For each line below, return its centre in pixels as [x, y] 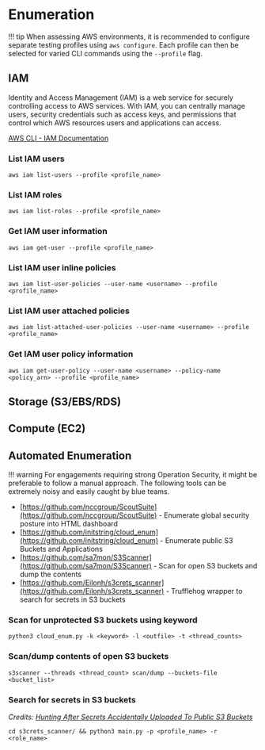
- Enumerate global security [204, 515]
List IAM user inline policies [62, 267]
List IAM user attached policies [69, 311]
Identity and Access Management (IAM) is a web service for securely [121, 98]
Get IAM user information [58, 232]
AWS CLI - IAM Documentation [59, 138]
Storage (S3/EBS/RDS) [64, 402]
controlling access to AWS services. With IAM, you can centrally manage [127, 105]
